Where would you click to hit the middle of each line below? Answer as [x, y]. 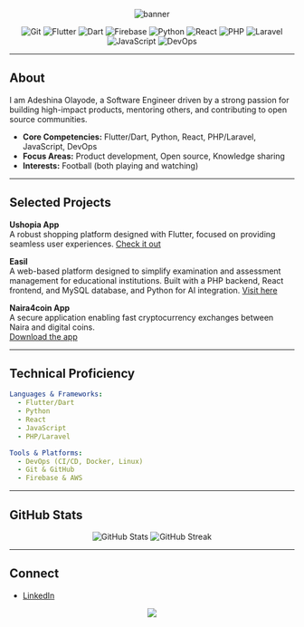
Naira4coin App [40, 307]
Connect [34, 574]
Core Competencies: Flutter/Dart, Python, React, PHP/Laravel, [139, 137]
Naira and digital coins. [52, 327]
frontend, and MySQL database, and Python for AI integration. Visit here [143, 290]
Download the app [44, 336]
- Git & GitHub [46, 470]
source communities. [48, 119]
